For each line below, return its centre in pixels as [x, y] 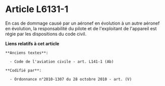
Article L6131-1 [37, 9]
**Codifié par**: [23, 70]
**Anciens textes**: [27, 53]
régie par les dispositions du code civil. [46, 34]
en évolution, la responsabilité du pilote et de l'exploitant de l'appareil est [81, 28]
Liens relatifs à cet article [32, 43]
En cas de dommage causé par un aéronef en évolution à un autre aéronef [82, 23]
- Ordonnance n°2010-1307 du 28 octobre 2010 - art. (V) [71, 79]
